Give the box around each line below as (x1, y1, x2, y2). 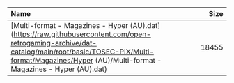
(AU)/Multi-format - (95, 56, 162, 65)
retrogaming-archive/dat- (10, 38, 97, 47)
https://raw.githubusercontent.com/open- (13, 29, 151, 39)
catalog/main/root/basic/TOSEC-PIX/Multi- (10, 47, 155, 56)
